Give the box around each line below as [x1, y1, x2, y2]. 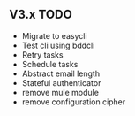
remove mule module [21, 87, 100, 97]
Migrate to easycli [21, 30, 87, 41]
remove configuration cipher [21, 97, 126, 107]
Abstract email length [21, 68, 100, 79]
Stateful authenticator [21, 77, 101, 88]
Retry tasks [21, 49, 64, 60]
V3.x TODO [9, 7, 72, 22]
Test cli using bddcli [21, 40, 95, 50]
